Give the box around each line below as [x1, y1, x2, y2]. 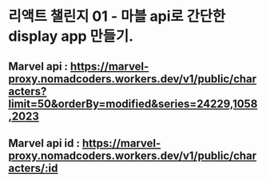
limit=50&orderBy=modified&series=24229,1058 [8, 97, 258, 110]
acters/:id [8, 161, 58, 175]
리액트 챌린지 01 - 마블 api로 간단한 [8, 7, 226, 26]
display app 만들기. [8, 27, 134, 45]
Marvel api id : [8, 136, 81, 150]
